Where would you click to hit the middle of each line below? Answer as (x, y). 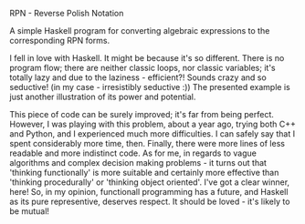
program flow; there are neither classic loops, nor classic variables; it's (142, 68)
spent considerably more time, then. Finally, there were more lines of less (147, 143)
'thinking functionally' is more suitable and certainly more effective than (144, 173)
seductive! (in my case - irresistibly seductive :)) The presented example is (150, 87)
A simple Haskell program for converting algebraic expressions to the (140, 31)
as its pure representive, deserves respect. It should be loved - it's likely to (150, 201)
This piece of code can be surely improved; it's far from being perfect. (142, 114)
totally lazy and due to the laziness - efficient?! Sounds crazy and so (138, 77)
